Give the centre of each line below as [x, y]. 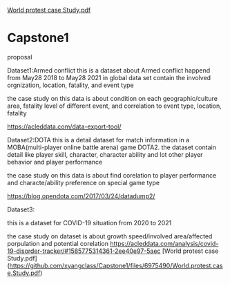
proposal [20, 57]
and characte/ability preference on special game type [84, 182]
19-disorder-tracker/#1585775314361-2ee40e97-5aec [84, 251]
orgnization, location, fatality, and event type [70, 85]
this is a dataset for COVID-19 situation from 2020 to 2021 [89, 223]
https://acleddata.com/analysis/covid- [164, 243]
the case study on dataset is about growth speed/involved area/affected [110, 236]
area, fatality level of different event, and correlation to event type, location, [115, 106]
